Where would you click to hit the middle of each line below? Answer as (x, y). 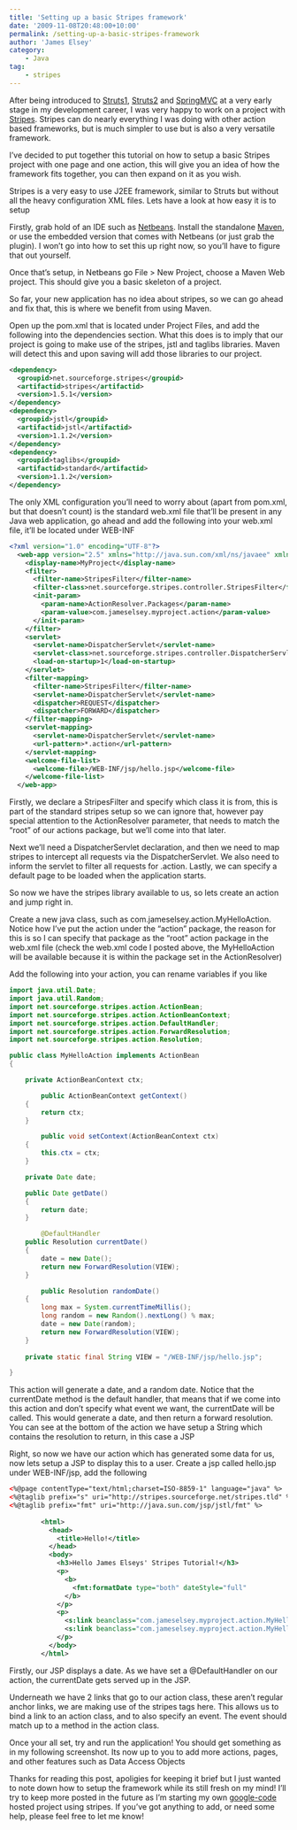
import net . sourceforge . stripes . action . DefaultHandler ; (114, 1023)
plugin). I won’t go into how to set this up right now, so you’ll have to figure (145, 245)
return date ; (65, 1209)
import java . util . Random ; (57, 999)
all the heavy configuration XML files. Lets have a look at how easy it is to (143, 200)
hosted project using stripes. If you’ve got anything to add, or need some (142, 1806)
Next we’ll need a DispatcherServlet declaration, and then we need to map (145, 847)
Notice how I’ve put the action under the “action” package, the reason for (143, 929)
